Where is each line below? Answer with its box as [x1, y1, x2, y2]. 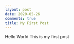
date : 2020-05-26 [5, 12, 40, 16]
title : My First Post [5, 20, 49, 26]
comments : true [5, 16, 36, 21]
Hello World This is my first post [5, 34, 69, 40]
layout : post [5, 7, 32, 12]
